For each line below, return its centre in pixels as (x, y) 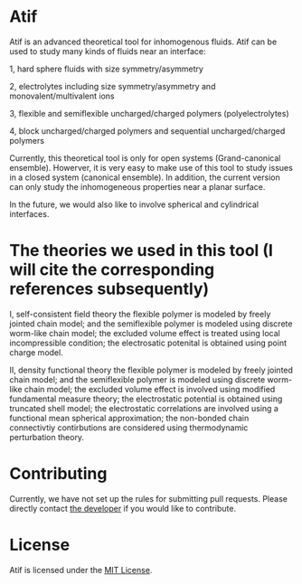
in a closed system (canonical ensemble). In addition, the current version (145, 177)
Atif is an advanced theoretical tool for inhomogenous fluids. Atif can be (143, 42)
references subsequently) (109, 289)
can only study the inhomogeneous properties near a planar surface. (137, 186)
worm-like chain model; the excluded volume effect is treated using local (145, 333)
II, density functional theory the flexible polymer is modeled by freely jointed (151, 370)
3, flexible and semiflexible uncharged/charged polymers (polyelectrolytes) (149, 113)
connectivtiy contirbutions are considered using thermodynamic (129, 428)
